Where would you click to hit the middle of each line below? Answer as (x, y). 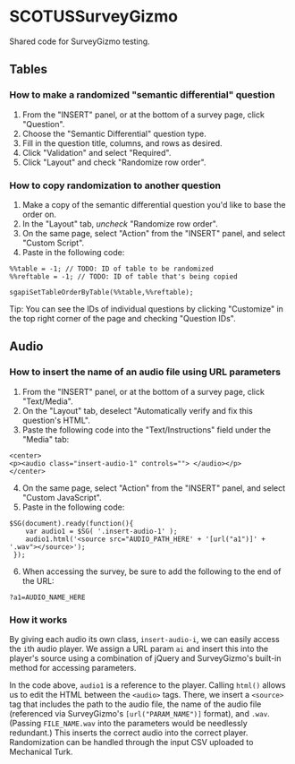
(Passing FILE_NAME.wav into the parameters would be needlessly (128, 723)
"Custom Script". (53, 243)
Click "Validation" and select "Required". (97, 152)
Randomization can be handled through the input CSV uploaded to (131, 742)
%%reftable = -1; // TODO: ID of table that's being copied (124, 276)
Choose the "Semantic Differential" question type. (114, 133)
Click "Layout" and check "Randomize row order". (114, 162)
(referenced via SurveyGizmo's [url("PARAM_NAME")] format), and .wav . (139, 713)
